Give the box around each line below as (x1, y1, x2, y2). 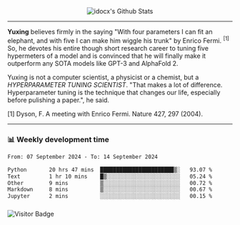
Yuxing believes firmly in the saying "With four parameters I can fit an (7, 28, 213, 36)
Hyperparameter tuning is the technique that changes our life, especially (7, 88, 221, 96)
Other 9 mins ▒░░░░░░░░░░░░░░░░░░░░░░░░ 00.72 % (7, 179, 213, 186)
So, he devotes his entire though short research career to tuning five (7, 44, 209, 52)
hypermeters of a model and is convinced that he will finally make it (7, 51, 206, 60)
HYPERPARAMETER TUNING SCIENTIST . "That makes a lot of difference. (7, 80, 223, 89)
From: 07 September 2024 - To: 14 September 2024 (7, 153, 159, 160)
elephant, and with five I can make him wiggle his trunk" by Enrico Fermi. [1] (7, 35, 230, 45)
